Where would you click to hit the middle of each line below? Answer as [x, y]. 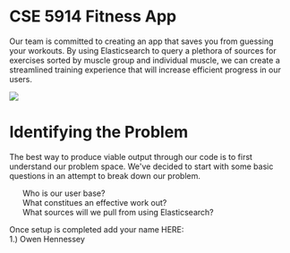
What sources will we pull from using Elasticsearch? [118, 212]
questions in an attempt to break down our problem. [105, 175]
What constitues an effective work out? [94, 202]
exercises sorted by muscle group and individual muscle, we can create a [145, 60]
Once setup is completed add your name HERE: [97, 229]
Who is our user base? [64, 193]
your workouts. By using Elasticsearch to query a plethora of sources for [143, 50]
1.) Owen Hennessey [47, 239]
